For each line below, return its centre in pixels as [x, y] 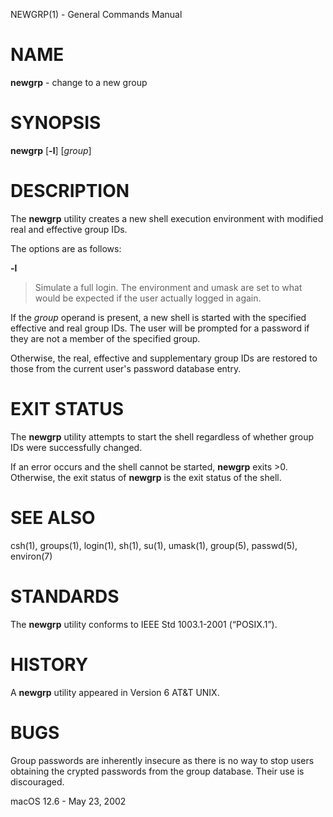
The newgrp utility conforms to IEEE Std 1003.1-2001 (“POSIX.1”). [144, 624]
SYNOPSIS [56, 123]
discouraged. [37, 781]
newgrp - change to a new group [79, 82]
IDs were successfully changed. [76, 447]
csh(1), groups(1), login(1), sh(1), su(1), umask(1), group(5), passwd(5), [154, 545]
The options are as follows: [66, 248]
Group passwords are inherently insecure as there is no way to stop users [162, 760]
